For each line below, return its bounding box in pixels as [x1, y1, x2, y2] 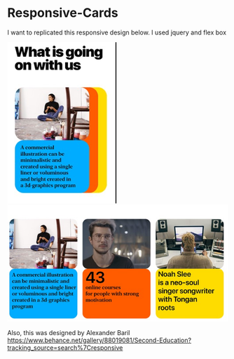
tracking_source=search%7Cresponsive [7, 344, 123, 352]
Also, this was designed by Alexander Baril [7, 329, 130, 337]
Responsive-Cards [7, 5, 119, 21]
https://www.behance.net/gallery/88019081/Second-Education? [7, 336, 191, 345]
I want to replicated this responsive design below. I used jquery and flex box [7, 28, 226, 37]
